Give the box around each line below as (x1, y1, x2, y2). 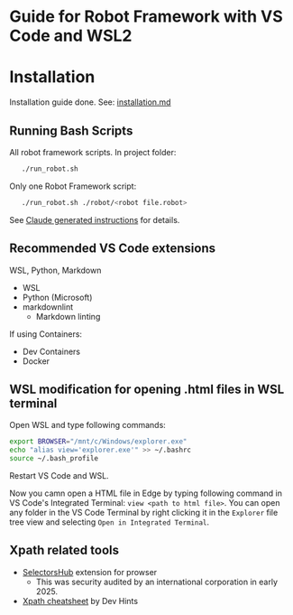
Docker (22, 355, 50, 367)
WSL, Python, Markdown (9, 265, 102, 275)
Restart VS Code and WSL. (9, 470, 110, 480)
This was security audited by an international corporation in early (35, 576, 278, 587)
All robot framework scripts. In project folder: (9, 146, 177, 157)
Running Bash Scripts (9, 123, 133, 138)
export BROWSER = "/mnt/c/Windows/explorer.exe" (9, 437, 188, 446)
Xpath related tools (9, 543, 120, 558)
